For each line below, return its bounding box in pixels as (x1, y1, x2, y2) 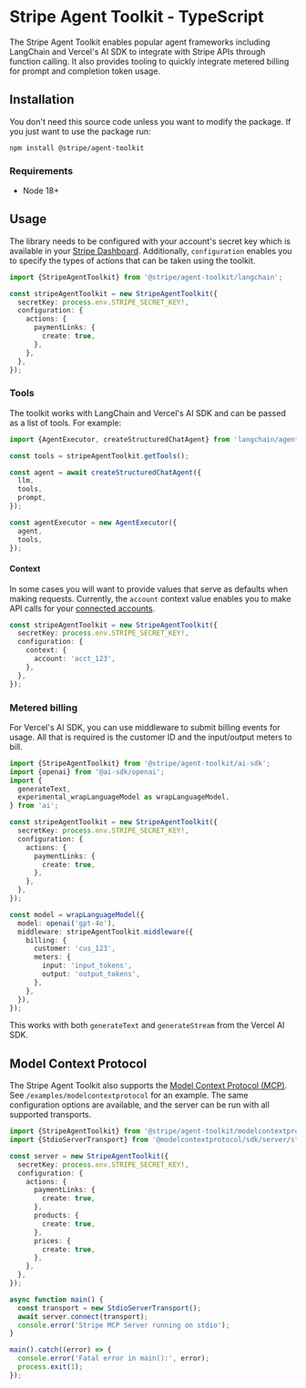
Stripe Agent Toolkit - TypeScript (9, 6, 264, 27)
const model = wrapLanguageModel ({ (9, 910, 145, 919)
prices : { (33, 1236, 71, 1245)
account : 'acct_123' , (33, 654, 117, 664)
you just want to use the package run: (9, 126, 152, 137)
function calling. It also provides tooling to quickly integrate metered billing (9, 56, 290, 66)
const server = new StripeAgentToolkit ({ (9, 1151, 169, 1160)
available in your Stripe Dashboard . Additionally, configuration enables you (9, 245, 293, 256)
